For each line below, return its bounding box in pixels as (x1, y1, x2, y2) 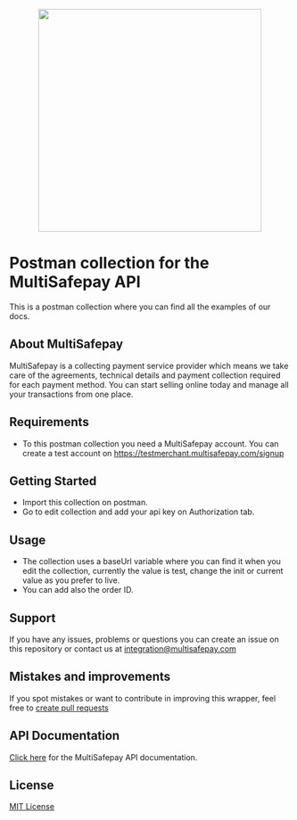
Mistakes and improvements (9, 669, 171, 685)
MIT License (9, 801, 55, 812)
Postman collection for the (9, 253, 210, 274)
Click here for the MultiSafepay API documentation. (9, 751, 198, 762)
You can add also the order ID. (21, 585, 134, 595)
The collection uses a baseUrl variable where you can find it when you (21, 556, 281, 567)
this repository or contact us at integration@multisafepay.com (9, 644, 236, 654)
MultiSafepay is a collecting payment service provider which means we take (9, 360, 289, 371)
